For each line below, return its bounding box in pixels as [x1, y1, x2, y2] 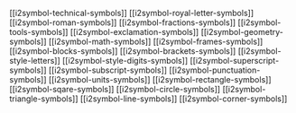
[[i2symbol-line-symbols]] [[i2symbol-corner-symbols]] [79, 93, 288, 104]
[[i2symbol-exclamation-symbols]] [69, 27, 199, 37]
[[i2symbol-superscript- [189, 56, 280, 65]
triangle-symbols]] [9, 93, 79, 104]
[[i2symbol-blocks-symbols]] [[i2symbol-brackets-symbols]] [9, 46, 236, 56]
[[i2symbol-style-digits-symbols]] [61, 56, 189, 65]
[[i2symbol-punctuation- [169, 65, 261, 75]
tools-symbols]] [9, 27, 69, 37]
